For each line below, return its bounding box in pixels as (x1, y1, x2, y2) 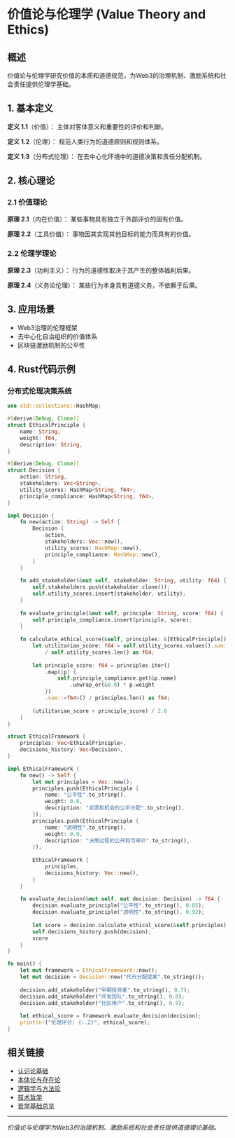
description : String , (20, 441, 83, 448)
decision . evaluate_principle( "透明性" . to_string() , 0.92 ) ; (32, 909, 205, 916)
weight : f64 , (20, 434, 58, 441)
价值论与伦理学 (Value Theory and (7, 6, 206, 22)
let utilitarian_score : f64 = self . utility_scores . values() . (32, 643, 215, 650)
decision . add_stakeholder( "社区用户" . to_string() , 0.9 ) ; (20, 999, 185, 1006)
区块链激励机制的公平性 (17, 341, 85, 349)
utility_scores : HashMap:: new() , (44, 544, 142, 551)
